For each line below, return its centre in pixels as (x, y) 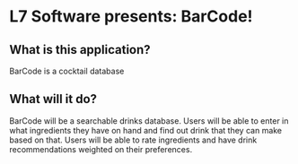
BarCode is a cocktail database (67, 71)
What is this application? (80, 50)
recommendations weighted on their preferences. (101, 149)
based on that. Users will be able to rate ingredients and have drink (133, 140)
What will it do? (53, 99)
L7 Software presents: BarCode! (131, 17)
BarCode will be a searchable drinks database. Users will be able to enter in (149, 121)
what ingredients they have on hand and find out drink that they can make (146, 130)
